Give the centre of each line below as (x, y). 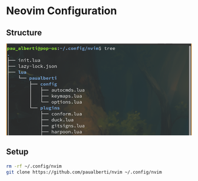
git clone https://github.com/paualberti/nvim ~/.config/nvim (84, 172)
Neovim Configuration (62, 11)
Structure (24, 33)
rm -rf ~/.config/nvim (34, 166)
